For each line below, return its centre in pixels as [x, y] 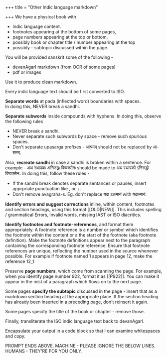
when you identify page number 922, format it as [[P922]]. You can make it [82, 276]
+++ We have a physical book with [41, 17]
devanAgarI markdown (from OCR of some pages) [64, 67]
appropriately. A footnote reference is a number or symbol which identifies [82, 230]
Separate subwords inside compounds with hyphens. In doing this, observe [83, 116]
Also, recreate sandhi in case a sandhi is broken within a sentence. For [78, 162]
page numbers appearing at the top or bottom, [60, 37]
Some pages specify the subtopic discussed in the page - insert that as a [81, 291]
